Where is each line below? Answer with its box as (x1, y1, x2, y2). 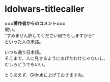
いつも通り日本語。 (4, 49, 44, 55)
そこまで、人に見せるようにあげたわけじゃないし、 (4, 55, 108, 61)
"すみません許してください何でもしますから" (4, 32, 94, 38)
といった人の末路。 (4, 38, 44, 45)
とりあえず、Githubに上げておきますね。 (4, 72, 87, 78)
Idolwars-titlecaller (4, 3, 84, 15)
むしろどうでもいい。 (4, 61, 48, 67)
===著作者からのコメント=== (4, 20, 66, 26)
